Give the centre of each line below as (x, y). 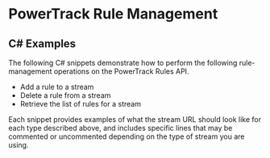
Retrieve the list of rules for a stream (80, 104)
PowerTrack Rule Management (113, 14)
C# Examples (42, 44)
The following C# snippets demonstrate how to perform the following (123, 63)
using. (19, 145)
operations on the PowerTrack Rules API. (121, 71)
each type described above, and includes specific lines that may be (120, 128)
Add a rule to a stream (57, 87)
